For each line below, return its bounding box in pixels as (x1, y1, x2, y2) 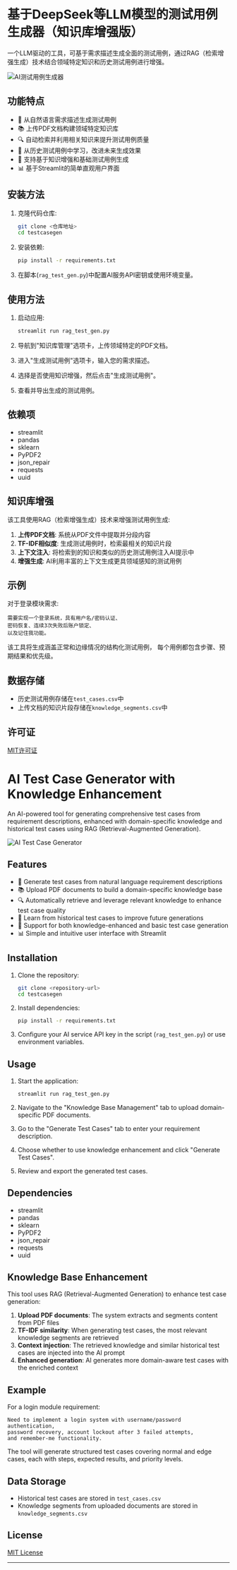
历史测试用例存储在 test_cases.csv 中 (17, 694, 125, 703)
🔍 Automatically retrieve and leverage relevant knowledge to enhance (17, 895, 222, 904)
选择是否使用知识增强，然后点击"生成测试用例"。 (17, 371, 160, 380)
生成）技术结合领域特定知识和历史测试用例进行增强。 (13, 57, 168, 66)
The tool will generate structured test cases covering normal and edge (7, 1447, 212, 1456)
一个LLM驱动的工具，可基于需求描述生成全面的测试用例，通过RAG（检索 (7, 49, 219, 57)
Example (7, 1384, 47, 1396)
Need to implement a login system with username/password (7, 1416, 181, 1424)
